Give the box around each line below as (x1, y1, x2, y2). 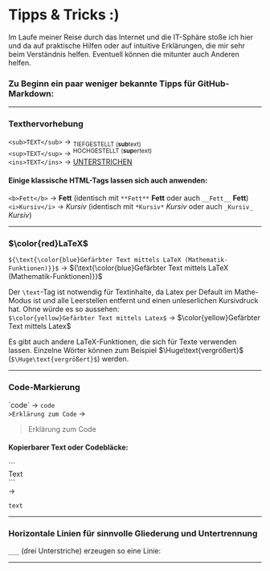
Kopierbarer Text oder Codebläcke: (8, 442, 129, 452)
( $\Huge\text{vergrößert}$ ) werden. (8, 354, 129, 364)
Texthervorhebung (8, 118, 84, 129)
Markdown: (8, 88, 55, 99)
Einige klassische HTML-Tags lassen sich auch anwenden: (8, 175, 208, 185)
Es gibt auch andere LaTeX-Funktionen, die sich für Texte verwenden (8, 337, 237, 347)
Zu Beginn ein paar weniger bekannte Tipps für (8, 78, 196, 89)
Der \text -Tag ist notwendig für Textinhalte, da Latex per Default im (8, 287, 233, 297)
